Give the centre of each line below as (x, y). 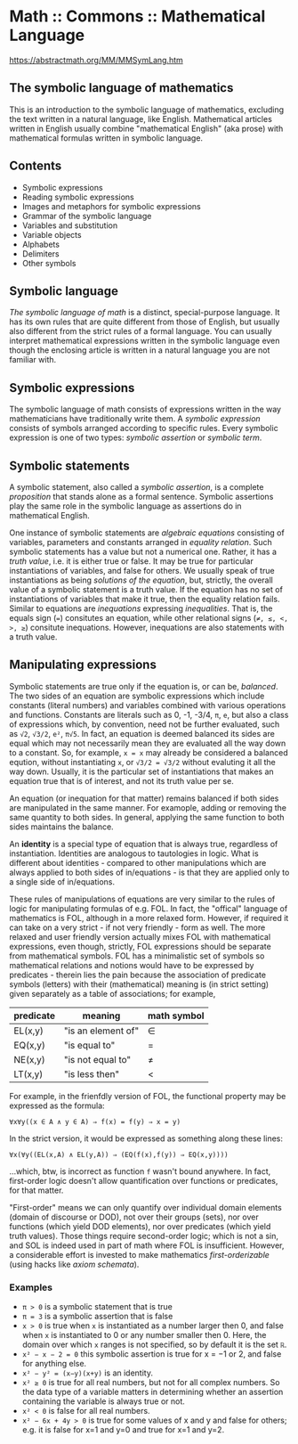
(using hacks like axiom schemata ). (74, 1264)
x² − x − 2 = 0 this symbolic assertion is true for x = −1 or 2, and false (152, 1354)
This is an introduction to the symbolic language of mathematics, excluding (147, 110)
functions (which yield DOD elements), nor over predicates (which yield (140, 1226)
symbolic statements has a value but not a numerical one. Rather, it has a (143, 551)
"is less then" (92, 1073)
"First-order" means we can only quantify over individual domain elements (145, 1207)
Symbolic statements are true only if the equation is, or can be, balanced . (144, 686)
